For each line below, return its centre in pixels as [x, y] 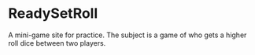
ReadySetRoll [53, 14]
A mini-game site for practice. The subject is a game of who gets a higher [128, 35]
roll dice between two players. [57, 43]
